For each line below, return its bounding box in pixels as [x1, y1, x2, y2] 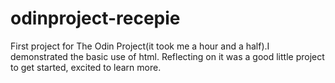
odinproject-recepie [10, 7, 181, 30]
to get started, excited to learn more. [10, 61, 162, 73]
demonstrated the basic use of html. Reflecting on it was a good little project [10, 50, 325, 62]
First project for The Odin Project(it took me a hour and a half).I [10, 40, 270, 52]
